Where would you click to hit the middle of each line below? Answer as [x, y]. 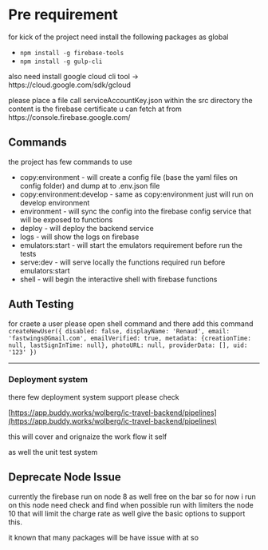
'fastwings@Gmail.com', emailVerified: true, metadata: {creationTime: [130, 338]
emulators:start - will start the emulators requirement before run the [131, 245]
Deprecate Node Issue [65, 477]
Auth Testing [41, 304]
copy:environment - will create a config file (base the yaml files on [128, 177]
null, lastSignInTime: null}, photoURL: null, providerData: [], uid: [128, 345]
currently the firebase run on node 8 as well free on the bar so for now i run [132, 496]
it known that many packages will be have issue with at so [104, 537]
